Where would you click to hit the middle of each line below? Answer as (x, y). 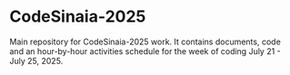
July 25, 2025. (36, 61)
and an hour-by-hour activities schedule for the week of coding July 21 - (145, 51)
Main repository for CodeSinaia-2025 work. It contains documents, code (145, 42)
